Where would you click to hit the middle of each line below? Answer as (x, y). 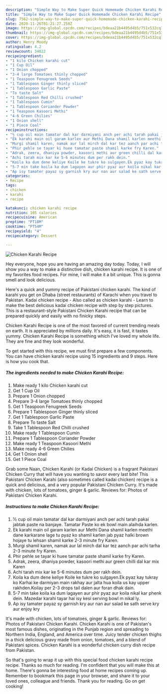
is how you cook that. (28, 361)
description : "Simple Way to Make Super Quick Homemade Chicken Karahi (81, 10)
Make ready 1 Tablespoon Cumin (46, 433)
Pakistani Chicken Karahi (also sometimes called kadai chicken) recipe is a (82, 479)
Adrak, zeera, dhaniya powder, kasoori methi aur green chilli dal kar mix (86, 561)
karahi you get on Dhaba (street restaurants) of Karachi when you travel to (82, 295)
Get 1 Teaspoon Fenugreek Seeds (47, 406)
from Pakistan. (20, 650)
